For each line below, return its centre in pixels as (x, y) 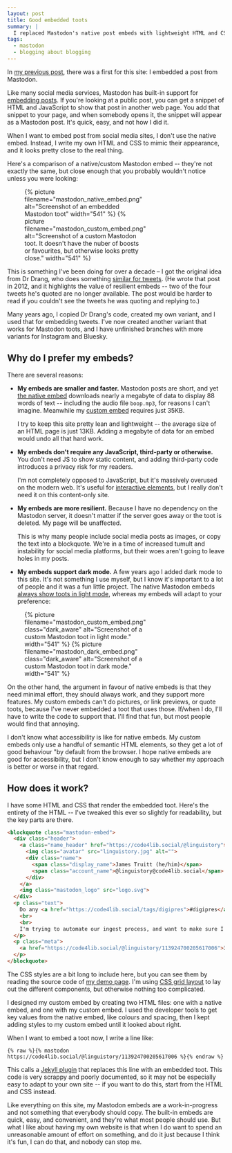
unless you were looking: (42, 178)
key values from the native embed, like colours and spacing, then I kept (108, 1017)
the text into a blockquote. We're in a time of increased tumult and (111, 544)
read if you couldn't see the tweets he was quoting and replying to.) (104, 301)
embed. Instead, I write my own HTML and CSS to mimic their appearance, (113, 143)
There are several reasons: (45, 375)
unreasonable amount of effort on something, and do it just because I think (114, 1134)
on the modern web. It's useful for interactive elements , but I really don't (120, 487)
